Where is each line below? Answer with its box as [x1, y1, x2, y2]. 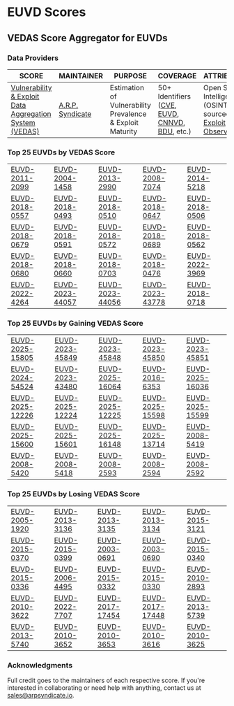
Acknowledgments [7, 660, 73, 670]
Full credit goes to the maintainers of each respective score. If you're [7, 676, 205, 685]
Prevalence [109, 109, 147, 119]
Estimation [109, 82, 145, 92]
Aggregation [10, 109, 52, 119]
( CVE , [157, 100, 177, 110]
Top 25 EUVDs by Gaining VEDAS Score [7, 319, 144, 329]
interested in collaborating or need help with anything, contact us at [7, 684, 201, 692]
